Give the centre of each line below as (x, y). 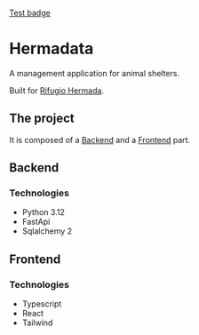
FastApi (36, 222)
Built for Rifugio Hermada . (57, 90)
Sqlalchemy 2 (47, 231)
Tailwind (37, 323)
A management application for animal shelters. (95, 73)
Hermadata (52, 49)
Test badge (30, 13)
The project (42, 119)
